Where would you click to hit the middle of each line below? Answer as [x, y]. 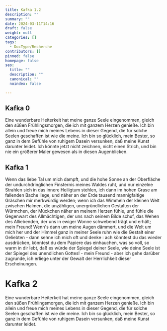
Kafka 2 [22, 284]
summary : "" [17, 19]
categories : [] [21, 38]
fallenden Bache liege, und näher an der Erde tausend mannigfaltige [75, 195]
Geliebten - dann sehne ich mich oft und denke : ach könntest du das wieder [83, 238]
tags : [11, 42]
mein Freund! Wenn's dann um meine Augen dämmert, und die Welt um [78, 227]
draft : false [19, 28]
